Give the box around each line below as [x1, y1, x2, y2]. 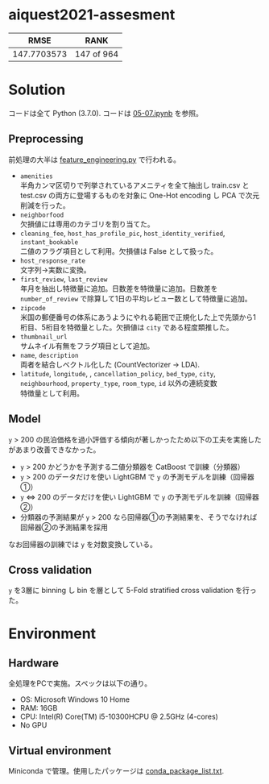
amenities [19, 172, 54, 180]
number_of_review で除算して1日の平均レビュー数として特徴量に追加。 [19, 293, 252, 303]
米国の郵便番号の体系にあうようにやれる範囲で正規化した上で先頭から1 [19, 312, 256, 321]
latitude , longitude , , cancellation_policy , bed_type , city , [19, 368, 216, 378]
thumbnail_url [19, 333, 68, 341]
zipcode [19, 304, 46, 312]
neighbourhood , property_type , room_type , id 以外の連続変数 [19, 378, 217, 388]
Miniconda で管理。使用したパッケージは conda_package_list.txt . [8, 766, 224, 776]
